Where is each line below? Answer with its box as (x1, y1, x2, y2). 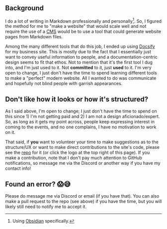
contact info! (5, 165, 31, 171)
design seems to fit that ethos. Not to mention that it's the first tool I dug (5, 59, 153, 65)
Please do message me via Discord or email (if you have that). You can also (5, 193, 160, 199)
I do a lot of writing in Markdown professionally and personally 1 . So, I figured (5, 17, 162, 24)
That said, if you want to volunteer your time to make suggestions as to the (5, 139, 159, 145)
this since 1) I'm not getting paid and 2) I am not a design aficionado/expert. (5, 114, 160, 119)
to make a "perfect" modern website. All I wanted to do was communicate (5, 75, 157, 81)
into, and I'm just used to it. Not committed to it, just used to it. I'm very (5, 65, 152, 71)
